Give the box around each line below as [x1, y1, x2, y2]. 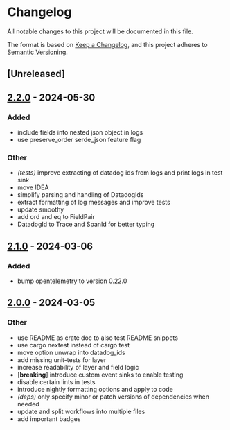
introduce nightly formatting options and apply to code [17, 385, 173, 393]
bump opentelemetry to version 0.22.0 [17, 277, 127, 285]
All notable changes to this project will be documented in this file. [7, 27, 194, 35]
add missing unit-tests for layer [17, 355, 107, 364]
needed [17, 399, 39, 408]
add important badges [17, 414, 81, 423]
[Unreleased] [7, 68, 66, 80]
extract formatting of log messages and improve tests [17, 198, 171, 207]
